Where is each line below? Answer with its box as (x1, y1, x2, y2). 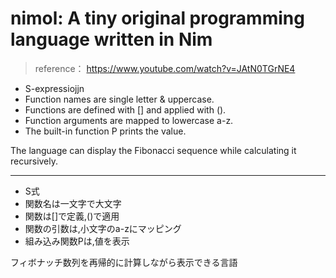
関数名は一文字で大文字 (24, 197, 122, 209)
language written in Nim (10, 28, 213, 51)
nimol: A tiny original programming (10, 7, 305, 30)
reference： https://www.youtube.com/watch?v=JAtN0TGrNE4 (34, 62, 296, 74)
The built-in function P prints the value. (24, 125, 187, 137)
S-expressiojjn (24, 82, 85, 94)
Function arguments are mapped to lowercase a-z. (24, 114, 234, 126)
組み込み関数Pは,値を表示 (24, 235, 130, 247)
